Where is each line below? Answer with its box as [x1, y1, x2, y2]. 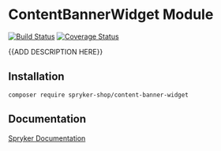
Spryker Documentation [8, 133, 86, 143]
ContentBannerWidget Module [8, 6, 214, 24]
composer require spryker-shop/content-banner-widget [8, 91, 189, 99]
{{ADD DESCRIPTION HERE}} [8, 47, 103, 56]
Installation [8, 70, 65, 84]
